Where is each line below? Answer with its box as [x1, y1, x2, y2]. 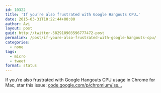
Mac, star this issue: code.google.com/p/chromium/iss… [5, 82, 122, 88]
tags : [5, 49, 17, 54]
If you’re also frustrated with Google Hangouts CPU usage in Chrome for [5, 77, 155, 83]
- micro [10, 53, 26, 59]
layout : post [5, 26, 33, 31]
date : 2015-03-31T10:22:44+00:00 [5, 16, 75, 21]
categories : [5, 40, 30, 45]
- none [10, 44, 24, 49]
